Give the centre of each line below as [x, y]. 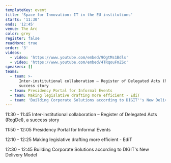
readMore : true [21, 43]
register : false [22, 39]
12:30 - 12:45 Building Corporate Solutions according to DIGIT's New [77, 150]
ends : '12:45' [20, 24]
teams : [12, 72]
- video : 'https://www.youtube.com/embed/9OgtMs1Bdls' [69, 57]
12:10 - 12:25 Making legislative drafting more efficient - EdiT [69, 140]
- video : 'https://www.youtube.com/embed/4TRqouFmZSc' [69, 62]
